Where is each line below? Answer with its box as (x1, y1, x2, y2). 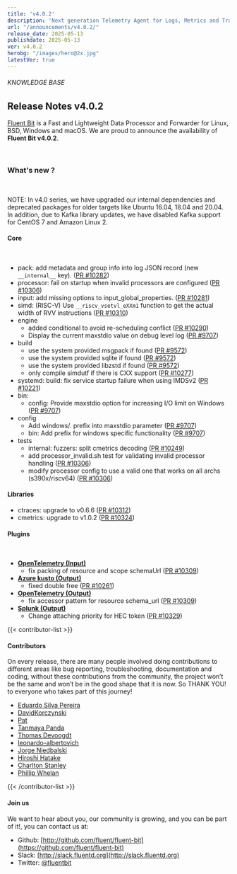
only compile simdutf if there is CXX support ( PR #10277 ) (28, 369, 194, 377)
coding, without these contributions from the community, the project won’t (7, 672, 224, 681)
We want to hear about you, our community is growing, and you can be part (7, 815, 227, 823)
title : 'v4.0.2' (7, 10, 55, 18)
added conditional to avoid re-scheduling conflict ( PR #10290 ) (28, 323, 209, 332)
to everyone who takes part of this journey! (7, 687, 133, 696)
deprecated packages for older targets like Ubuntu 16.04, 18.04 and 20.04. (7, 202, 224, 211)
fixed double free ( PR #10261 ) (28, 582, 115, 590)
